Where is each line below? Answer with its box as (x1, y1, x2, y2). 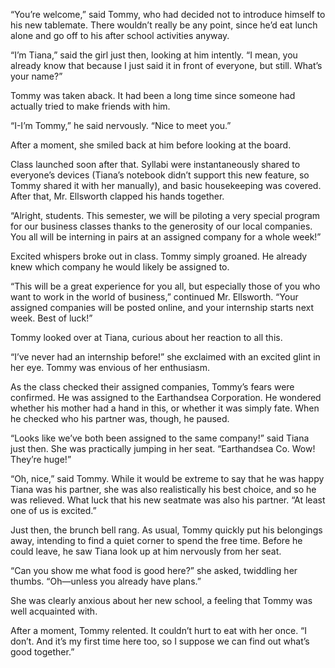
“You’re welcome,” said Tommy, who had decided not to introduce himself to (10, 9, 326, 20)
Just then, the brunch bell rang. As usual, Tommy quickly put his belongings (10, 524, 323, 536)
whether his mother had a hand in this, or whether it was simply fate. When (10, 402, 320, 414)
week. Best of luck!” (10, 312, 93, 324)
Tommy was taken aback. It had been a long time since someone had (10, 90, 296, 101)
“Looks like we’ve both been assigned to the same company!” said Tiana (10, 432, 310, 444)
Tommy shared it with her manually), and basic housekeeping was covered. (10, 180, 322, 191)
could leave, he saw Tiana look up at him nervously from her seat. (10, 545, 282, 557)
